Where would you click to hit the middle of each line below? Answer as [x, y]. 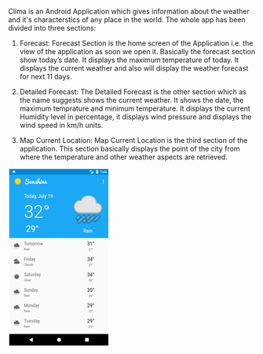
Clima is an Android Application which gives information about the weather [129, 11]
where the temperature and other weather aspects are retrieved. [123, 157]
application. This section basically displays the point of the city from [130, 149]
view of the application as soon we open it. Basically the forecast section [137, 51]
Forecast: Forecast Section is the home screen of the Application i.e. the [136, 43]
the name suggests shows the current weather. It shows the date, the [131, 100]
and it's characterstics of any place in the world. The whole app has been [127, 20]
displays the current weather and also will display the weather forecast [134, 68]
